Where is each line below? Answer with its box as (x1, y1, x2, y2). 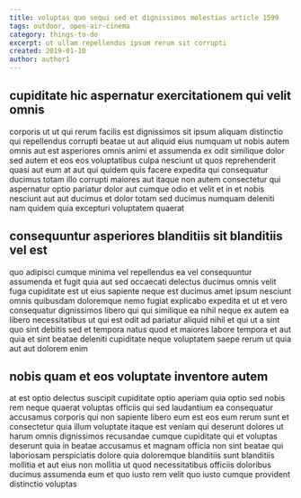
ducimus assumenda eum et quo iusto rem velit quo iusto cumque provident (9, 469, 290, 480)
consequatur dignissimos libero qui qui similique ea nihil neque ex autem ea (9, 305, 289, 316)
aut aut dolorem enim (9, 342, 88, 353)
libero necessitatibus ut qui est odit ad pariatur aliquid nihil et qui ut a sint (9, 314, 280, 325)
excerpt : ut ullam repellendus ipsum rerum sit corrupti (9, 38, 227, 48)
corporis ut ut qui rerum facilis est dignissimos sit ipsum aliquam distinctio (9, 126, 284, 137)
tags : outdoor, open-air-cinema (9, 22, 130, 31)
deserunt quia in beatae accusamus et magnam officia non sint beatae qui (9, 440, 284, 451)
